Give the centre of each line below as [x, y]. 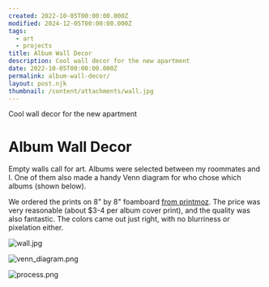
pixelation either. [36, 228]
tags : [17, 31]
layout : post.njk [38, 83]
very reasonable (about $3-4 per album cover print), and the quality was [130, 210]
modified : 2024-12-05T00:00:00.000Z [70, 23]
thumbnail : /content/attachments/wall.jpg [81, 91]
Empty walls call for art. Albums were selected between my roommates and [134, 169]
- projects [34, 46]
